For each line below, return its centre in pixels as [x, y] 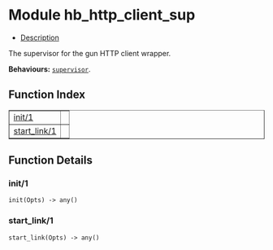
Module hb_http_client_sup [102, 15]
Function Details [51, 160]
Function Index [47, 95]
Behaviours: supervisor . [50, 69]
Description [39, 37]
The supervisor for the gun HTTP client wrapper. [90, 53]
